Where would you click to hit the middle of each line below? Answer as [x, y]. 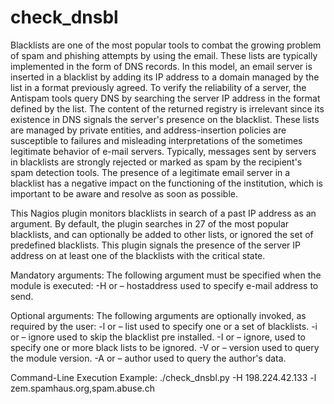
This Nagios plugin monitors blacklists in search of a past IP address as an [163, 213]
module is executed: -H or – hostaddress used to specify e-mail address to [164, 285]
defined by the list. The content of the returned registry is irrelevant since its [167, 108]
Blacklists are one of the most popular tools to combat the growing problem [166, 45]
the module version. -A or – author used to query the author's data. [148, 358]
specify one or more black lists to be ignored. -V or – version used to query [165, 347]
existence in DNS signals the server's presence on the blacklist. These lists [165, 119]
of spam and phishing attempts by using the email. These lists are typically [164, 55]
